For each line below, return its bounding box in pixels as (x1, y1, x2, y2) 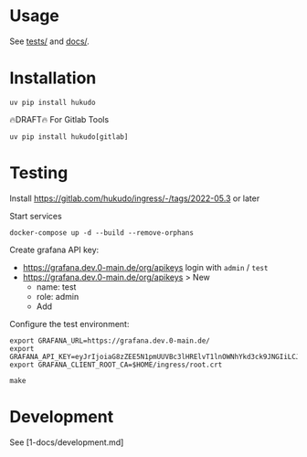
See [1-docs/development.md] (9, 436, 124, 448)
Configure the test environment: (9, 318, 130, 329)
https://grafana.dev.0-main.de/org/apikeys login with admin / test (22, 261, 269, 272)
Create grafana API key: (9, 244, 100, 255)
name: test (36, 281, 77, 292)
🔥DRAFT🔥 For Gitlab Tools (9, 113, 110, 124)
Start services (9, 210, 62, 221)
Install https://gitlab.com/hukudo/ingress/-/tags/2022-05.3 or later (9, 193, 260, 204)
